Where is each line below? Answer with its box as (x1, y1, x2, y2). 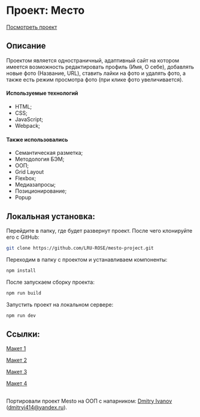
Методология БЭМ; (14, 155, 65, 163)
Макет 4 (6, 380, 28, 387)
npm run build (6, 290, 42, 296)
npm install (6, 268, 36, 274)
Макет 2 (6, 356, 27, 364)
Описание (6, 41, 46, 51)
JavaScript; (14, 115, 44, 123)
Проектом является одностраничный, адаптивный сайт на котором (6, 56, 180, 64)
